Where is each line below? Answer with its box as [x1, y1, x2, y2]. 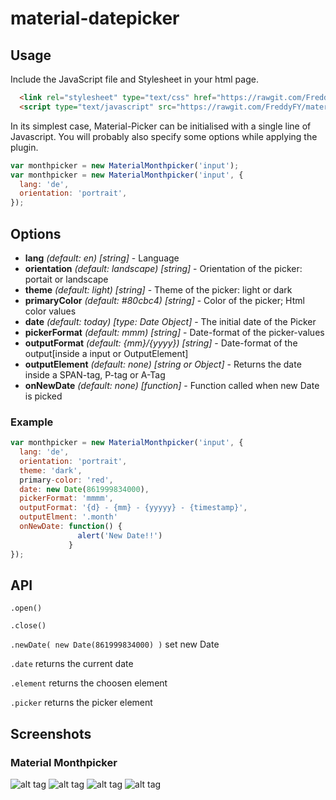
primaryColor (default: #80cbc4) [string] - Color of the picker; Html [24, 294, 305, 306]
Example [10, 415, 54, 429]
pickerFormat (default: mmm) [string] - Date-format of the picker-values [24, 326, 325, 338]
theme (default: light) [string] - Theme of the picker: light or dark [24, 283, 293, 296]
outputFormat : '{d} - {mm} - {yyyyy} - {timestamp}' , [19, 503, 248, 513]
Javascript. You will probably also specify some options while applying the [10, 130, 318, 142]
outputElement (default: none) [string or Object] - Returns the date [24, 358, 302, 370]
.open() [10, 603, 43, 614]
